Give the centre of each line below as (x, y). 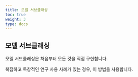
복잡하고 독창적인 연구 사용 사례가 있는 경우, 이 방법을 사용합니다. (69, 69)
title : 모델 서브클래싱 (27, 10)
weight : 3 (16, 19)
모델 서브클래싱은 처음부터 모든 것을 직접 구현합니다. (56, 59)
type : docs (17, 24)
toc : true (16, 15)
